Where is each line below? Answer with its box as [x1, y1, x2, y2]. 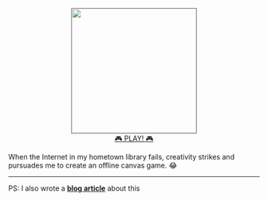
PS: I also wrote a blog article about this [8, 183, 140, 193]
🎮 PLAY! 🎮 [114, 134, 154, 143]
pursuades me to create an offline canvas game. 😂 [8, 160, 178, 170]
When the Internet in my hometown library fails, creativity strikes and [8, 152, 235, 161]
